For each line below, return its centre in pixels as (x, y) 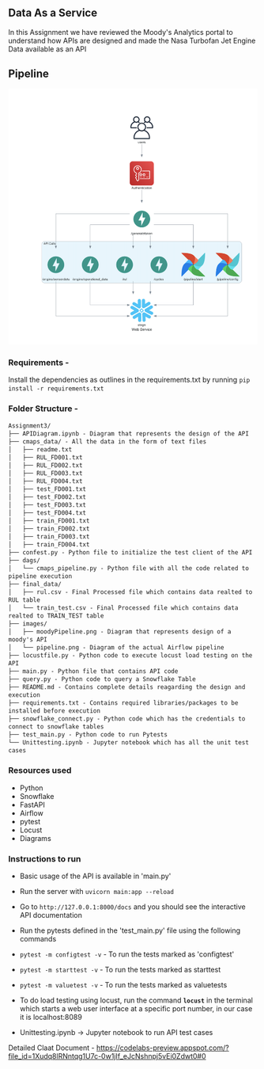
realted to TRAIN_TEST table (56, 616)
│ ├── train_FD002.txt (49, 529)
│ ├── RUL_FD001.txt (45, 458)
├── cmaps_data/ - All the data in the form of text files (107, 442)
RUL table (25, 600)
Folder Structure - (43, 409)
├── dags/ (25, 561)
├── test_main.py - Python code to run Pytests (88, 735)
